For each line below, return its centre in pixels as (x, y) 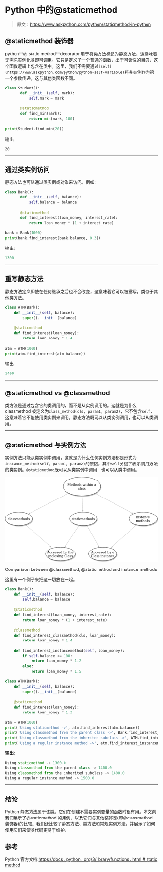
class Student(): (23, 88)
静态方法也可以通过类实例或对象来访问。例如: (50, 182)
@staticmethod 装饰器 (39, 41)
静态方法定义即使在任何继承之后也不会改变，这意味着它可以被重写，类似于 (79, 291)
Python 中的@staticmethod (61, 10)
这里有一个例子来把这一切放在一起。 (41, 579)
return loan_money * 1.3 (48, 712)
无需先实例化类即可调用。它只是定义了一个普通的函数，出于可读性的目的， (79, 60)
